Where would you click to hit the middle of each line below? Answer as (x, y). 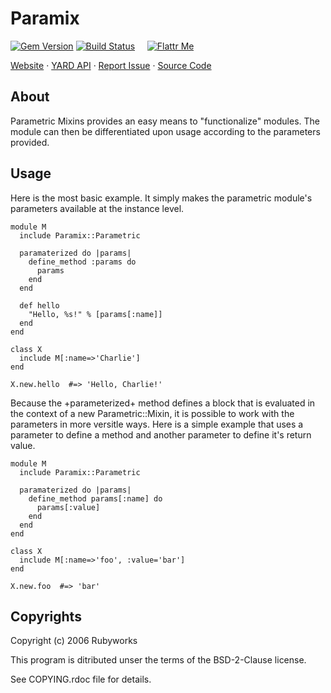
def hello (39, 305)
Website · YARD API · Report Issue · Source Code (111, 65)
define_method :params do (82, 262)
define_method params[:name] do (95, 498)
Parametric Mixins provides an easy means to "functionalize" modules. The (165, 121)
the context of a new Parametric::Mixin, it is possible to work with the (152, 413)
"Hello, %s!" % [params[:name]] (95, 314)
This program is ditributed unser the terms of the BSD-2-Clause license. (158, 660)
